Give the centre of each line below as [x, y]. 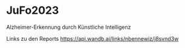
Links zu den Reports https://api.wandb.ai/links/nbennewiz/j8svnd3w [92, 38]
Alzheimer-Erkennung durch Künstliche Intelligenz [69, 27]
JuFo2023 [33, 10]
